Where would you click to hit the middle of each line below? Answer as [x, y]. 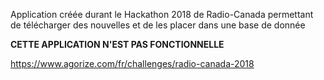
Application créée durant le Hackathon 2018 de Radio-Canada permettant [162, 14]
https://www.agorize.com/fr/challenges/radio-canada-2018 [132, 63]
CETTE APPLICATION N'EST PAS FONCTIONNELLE [117, 44]
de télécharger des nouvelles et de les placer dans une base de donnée [158, 25]
